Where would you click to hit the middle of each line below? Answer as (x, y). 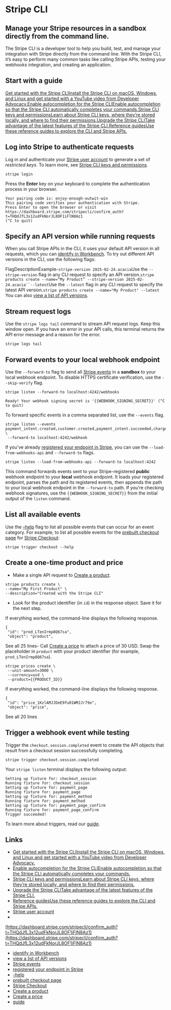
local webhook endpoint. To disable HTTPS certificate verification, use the (83, 377)
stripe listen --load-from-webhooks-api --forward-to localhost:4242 (81, 462)
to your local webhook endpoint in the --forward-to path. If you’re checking (85, 488)
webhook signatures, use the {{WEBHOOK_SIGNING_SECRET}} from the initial (81, 493)
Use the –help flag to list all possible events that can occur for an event (80, 527)
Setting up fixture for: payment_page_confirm (55, 805)
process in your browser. (31, 189)
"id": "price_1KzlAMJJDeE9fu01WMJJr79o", (52, 703)
